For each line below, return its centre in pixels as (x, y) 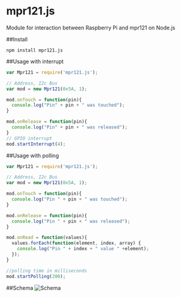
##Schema (20, 288)
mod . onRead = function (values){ (47, 238)
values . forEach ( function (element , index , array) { (76, 243)
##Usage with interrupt (35, 61)
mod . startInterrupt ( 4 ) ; (36, 144)
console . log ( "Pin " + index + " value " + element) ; (83, 249)
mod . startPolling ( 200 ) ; (36, 276)
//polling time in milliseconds (47, 271)
